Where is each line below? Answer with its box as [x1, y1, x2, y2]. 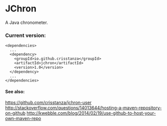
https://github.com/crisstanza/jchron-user [5, 100, 92, 106]
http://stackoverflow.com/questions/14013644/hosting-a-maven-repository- [5, 105, 162, 111]
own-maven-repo [5, 116, 41, 122]
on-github [5, 110, 26, 116]
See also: [5, 88, 25, 95]
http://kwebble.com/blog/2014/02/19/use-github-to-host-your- [26, 110, 156, 116]
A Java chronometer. [5, 19, 48, 25]
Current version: [5, 32, 46, 39]
